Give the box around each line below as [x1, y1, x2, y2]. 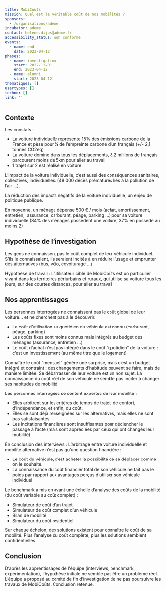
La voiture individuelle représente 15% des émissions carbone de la [12, 136, 150, 142]
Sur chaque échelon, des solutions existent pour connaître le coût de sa [5, 527, 152, 533]
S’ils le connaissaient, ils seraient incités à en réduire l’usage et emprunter [5, 256, 156, 262]
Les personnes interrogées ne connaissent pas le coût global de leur [5, 309, 145, 315]
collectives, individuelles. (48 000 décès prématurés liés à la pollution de [5, 177, 154, 184]
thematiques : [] [5, 81, 39, 86]
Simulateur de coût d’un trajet [12, 502, 73, 508]
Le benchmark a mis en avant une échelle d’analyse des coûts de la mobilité [5, 487, 161, 493]
